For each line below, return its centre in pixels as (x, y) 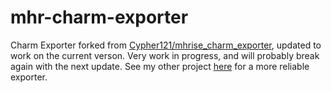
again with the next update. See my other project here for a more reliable (160, 66)
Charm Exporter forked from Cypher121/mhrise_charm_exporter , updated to (166, 45)
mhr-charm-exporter (99, 17)
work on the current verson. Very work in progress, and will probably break (165, 55)
